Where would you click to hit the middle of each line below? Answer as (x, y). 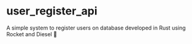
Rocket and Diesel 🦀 (32, 34)
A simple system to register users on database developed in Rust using (96, 28)
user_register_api (52, 11)
